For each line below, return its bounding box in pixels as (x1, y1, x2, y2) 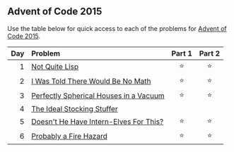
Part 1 (171, 49, 193, 58)
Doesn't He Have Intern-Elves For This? (31, 117, 164, 127)
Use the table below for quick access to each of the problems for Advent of (7, 24, 228, 32)
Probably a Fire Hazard (31, 132, 107, 141)
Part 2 (199, 49, 221, 58)
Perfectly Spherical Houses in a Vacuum (31, 91, 165, 101)
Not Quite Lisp (31, 62, 79, 72)
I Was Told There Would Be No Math (31, 77, 151, 87)
